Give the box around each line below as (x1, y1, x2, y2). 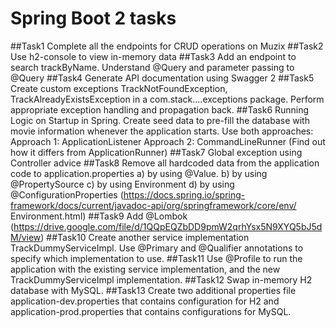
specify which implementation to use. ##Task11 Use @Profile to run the (10, 252, 303, 264)
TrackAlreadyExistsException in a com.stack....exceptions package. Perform (10, 93, 325, 105)
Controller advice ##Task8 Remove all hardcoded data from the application (10, 157, 320, 169)
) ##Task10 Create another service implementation (40, 231, 250, 243)
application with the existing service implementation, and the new (10, 263, 281, 275)
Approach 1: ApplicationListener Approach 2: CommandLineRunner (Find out (10, 135, 326, 147)
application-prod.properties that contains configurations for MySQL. (10, 305, 292, 317)
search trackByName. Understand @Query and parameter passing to (10, 61, 295, 73)
